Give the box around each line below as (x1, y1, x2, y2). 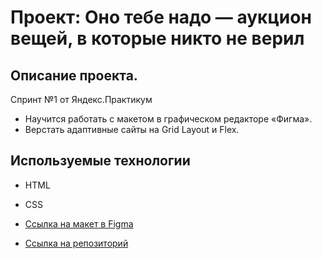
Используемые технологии (10, 152, 191, 170)
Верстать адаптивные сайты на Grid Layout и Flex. (24, 124, 240, 135)
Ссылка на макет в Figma (24, 217, 134, 230)
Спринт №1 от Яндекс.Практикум (10, 94, 153, 105)
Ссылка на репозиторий (24, 237, 129, 249)
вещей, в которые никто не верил (10, 27, 305, 50)
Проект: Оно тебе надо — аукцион (10, 6, 312, 29)
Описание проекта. (10, 67, 138, 84)
